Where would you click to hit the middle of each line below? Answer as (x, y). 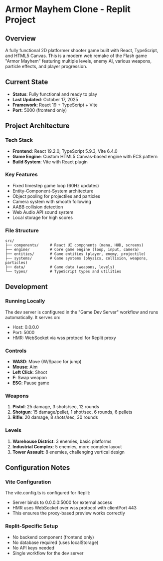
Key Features (22, 175)
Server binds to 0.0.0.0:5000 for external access (62, 502)
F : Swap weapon (30, 378)
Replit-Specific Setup (32, 526)
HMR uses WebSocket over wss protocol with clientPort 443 (75, 508)
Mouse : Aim (25, 367)
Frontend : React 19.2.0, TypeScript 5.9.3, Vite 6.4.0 (65, 151)
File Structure (22, 230)
